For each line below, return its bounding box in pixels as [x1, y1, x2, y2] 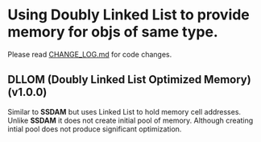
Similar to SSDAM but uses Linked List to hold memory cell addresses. [7, 106, 242, 116]
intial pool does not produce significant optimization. [7, 123, 182, 134]
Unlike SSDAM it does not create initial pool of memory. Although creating [7, 115, 254, 125]
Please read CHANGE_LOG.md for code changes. [7, 49, 172, 59]
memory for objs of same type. [7, 23, 218, 41]
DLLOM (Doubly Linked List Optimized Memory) [7, 73, 251, 86]
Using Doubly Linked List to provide [7, 6, 251, 24]
